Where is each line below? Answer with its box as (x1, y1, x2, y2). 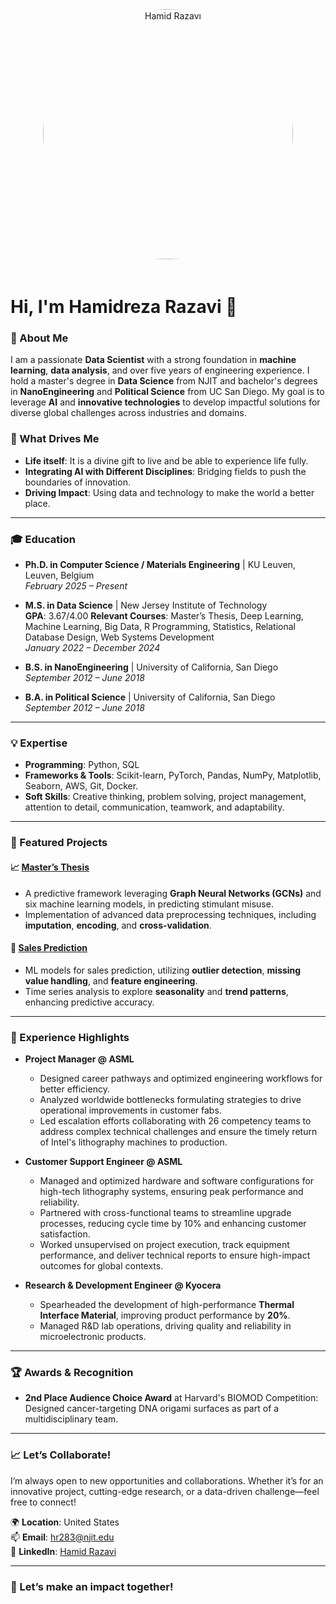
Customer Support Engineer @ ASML (24, 1156, 183, 1167)
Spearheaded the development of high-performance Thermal (39, 1299, 295, 1310)
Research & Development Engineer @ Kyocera (24, 1279, 222, 1291)
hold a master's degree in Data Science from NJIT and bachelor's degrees (10, 375, 318, 387)
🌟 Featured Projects (10, 836, 108, 850)
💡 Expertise (10, 736, 68, 750)
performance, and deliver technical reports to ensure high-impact (39, 1249, 311, 1261)
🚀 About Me (10, 331, 69, 345)
